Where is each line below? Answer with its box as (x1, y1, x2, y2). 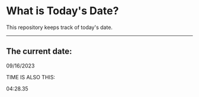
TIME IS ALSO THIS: (6, 73, 55, 80)
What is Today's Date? (6, 4, 119, 18)
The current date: (6, 46, 72, 57)
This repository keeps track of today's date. (6, 24, 113, 31)
